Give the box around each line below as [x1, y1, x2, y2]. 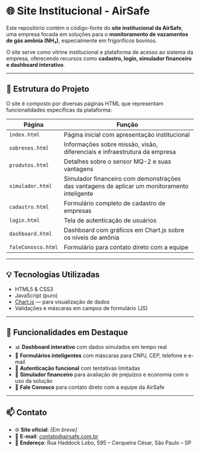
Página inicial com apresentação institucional [63, 130, 190, 138]
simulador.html [9, 182, 52, 189]
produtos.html [9, 162, 49, 168]
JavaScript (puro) [14, 292, 58, 299]
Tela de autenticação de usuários [63, 216, 157, 224]
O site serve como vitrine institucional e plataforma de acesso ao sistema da [6, 48, 193, 55]
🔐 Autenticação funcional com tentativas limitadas [14, 365, 140, 372]
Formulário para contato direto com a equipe [63, 243, 189, 251]
